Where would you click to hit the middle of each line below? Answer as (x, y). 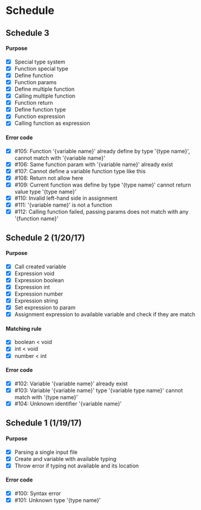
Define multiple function (44, 89)
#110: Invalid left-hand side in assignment (66, 198)
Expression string (36, 301)
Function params (35, 82)
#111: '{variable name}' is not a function (63, 205)
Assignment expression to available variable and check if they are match (105, 314)
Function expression (40, 116)
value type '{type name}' (45, 191)
